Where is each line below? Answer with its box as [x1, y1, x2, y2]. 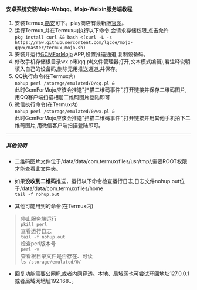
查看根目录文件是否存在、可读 [20, 252, 93, 259]
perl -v [20, 247, 39, 252]
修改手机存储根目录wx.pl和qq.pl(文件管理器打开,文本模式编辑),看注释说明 [14, 58, 191, 65]
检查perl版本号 [20, 240, 56, 247]
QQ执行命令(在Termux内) [14, 73, 76, 80]
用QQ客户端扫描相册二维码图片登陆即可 [14, 94, 110, 101]
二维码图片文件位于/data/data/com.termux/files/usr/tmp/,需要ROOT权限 [14, 158, 188, 165]
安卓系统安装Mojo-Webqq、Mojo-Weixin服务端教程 [6, 5, 133, 12]
